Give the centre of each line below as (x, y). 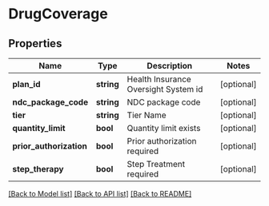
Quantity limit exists (164, 128)
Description (170, 66)
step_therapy (38, 169)
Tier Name (147, 115)
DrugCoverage (58, 14)
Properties (35, 44)
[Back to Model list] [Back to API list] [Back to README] (100, 194)
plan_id (26, 84)
